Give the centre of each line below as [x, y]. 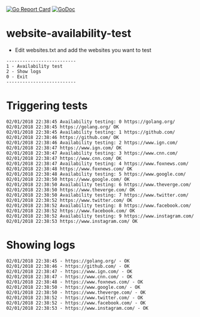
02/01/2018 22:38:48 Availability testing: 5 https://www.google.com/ [96, 174]
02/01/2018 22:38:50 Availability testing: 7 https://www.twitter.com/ [97, 195]
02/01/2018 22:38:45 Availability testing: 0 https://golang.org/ [91, 122]
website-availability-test [69, 34]
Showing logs [41, 245]
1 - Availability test [34, 66]
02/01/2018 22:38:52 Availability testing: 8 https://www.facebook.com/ [99, 206]
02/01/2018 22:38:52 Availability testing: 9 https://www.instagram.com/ [100, 216]
